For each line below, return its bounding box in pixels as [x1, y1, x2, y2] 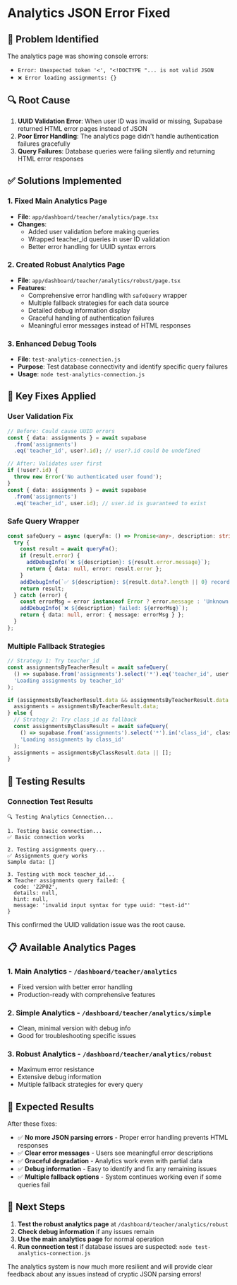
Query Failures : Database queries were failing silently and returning [17, 146, 215, 155]
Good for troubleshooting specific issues [17, 1031, 136, 1039]
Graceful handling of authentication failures [28, 313, 154, 322]
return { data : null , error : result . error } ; [25, 565, 162, 572]
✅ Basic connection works [7, 834, 85, 841]
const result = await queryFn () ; [20, 546, 119, 553]
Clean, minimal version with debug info [17, 1024, 131, 1032]
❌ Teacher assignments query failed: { [7, 877, 126, 884]
